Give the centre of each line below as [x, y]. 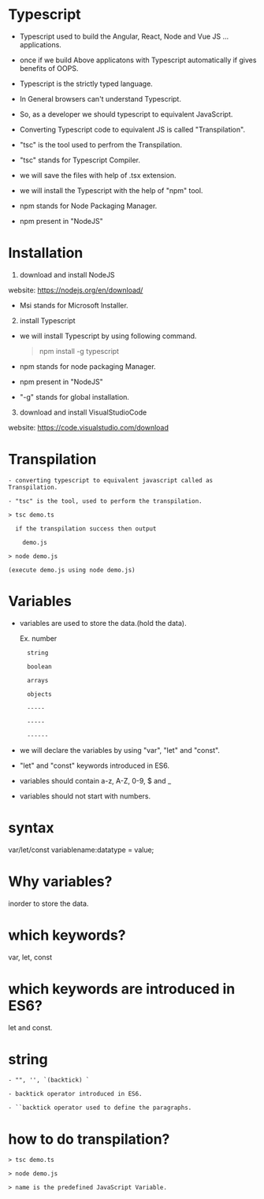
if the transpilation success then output [86, 529]
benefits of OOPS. [49, 68]
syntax [31, 827]
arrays [38, 680]
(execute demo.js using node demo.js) [72, 570]
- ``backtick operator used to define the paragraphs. [100, 1108]
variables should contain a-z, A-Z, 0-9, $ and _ [95, 780]
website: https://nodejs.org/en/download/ [76, 290]
